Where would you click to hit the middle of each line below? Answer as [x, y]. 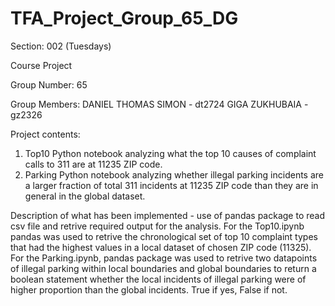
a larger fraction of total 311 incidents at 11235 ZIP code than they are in [171, 185]
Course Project [41, 65]
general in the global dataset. [85, 196]
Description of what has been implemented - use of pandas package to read [167, 215]
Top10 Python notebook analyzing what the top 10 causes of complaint [170, 153]
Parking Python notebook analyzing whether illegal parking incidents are [174, 174]
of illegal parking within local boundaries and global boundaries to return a [163, 268]
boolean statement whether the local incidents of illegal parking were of [158, 279]
